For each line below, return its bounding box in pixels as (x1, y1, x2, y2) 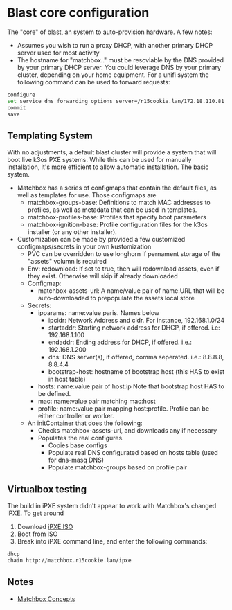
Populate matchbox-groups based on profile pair (48, 463, 188, 472)
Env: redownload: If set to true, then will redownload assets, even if (27, 264, 220, 273)
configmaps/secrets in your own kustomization (17, 242, 152, 251)
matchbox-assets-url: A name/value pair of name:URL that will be (37, 287, 225, 295)
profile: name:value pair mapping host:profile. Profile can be (37, 404, 210, 413)
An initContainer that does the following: (27, 419, 143, 427)
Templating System (7, 129, 93, 141)
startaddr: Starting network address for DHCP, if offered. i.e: (48, 323, 220, 332)
